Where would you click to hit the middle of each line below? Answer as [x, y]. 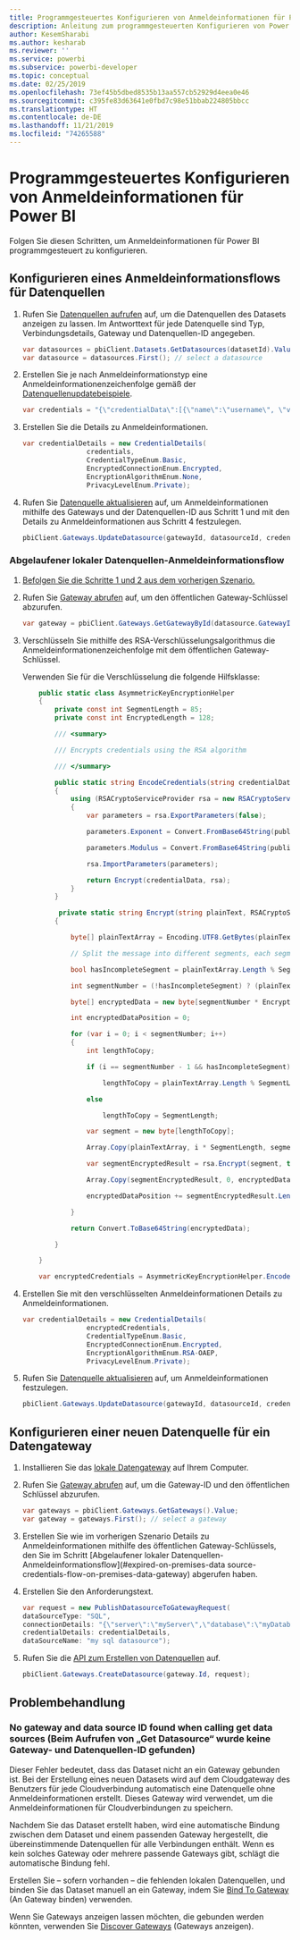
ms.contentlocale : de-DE [55, 117]
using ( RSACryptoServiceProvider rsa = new [152, 799]
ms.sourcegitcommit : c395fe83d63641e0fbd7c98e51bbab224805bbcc [129, 101]
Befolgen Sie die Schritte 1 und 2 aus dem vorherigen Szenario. [138, 580]
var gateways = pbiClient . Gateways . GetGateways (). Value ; [130, 1511]
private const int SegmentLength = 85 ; [129, 710]
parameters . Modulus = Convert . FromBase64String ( [178, 848]
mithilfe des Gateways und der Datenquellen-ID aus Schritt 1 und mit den [156, 511]
